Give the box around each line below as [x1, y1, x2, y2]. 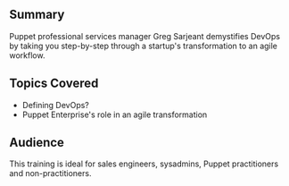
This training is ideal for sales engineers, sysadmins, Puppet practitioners [9, 158, 279, 169]
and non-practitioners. [9, 168, 92, 179]
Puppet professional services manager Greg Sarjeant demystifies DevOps [9, 30, 281, 41]
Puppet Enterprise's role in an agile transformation [21, 109, 208, 120]
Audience [9, 135, 65, 150]
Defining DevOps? [21, 99, 89, 110]
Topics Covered [9, 76, 99, 91]
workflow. [9, 49, 45, 61]
